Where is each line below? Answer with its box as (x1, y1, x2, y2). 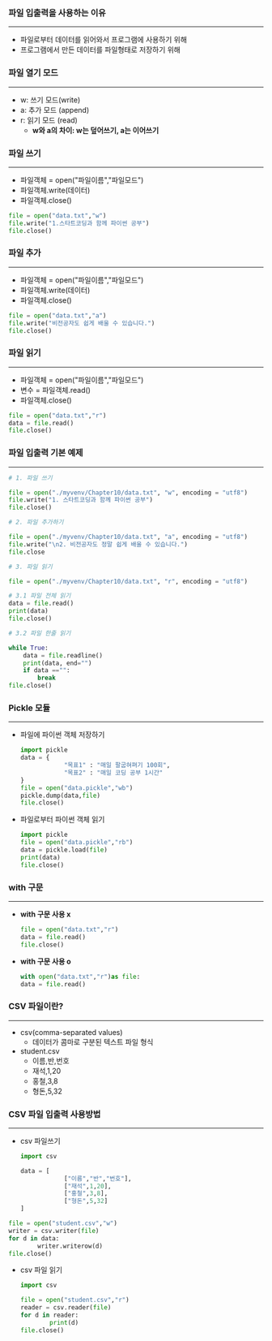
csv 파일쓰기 (19, 1136, 61, 1145)
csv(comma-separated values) (19, 1027, 123, 1037)
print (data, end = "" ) (23, 659, 92, 667)
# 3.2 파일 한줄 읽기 (8, 629, 71, 637)
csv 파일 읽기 (19, 1265, 63, 1275)
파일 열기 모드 (8, 67, 59, 79)
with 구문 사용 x (19, 909, 71, 919)
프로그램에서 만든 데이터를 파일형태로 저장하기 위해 (19, 45, 181, 54)
